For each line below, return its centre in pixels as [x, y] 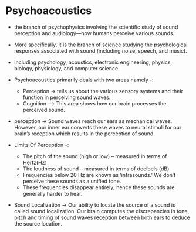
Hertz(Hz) [35, 162]
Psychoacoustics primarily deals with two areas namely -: [84, 80]
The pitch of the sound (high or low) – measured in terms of [95, 156]
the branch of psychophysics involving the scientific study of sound [96, 27]
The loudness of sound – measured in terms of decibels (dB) [96, 169]
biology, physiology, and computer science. [67, 68]
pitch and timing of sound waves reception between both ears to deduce [102, 217]
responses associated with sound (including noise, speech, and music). [100, 50]
